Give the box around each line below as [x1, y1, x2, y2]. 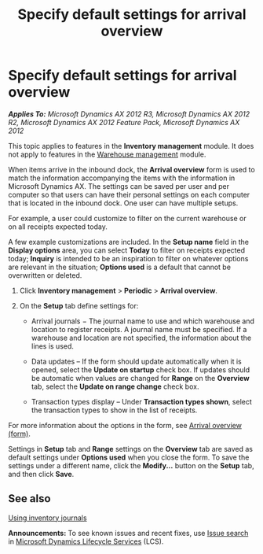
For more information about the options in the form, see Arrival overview [8, 420, 242, 430]
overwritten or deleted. [8, 270, 82, 280]
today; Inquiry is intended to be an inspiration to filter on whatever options [8, 253, 249, 263]
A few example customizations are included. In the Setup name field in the [8, 237, 250, 246]
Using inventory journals [8, 513, 88, 523]
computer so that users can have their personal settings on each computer [8, 190, 250, 199]
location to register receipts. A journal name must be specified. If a [31, 324, 247, 334]
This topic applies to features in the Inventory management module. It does [8, 141, 254, 150]
